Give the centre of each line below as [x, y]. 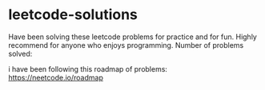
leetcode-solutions [73, 15]
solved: [20, 53]
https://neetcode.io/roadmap [56, 77]
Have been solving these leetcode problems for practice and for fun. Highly [133, 37]
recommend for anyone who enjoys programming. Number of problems [126, 45]
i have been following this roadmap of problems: [88, 68]
